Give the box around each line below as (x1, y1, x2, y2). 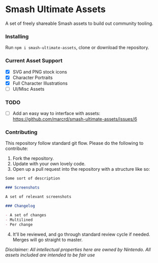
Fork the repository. (12, 156, 54, 162)
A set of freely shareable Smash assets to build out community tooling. (5, 20, 153, 26)
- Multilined (5, 217, 33, 222)
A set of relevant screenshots (5, 194, 72, 200)
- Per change (5, 222, 33, 227)
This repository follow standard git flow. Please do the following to (5, 140, 144, 146)
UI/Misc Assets (12, 86, 45, 92)
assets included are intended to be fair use (5, 252, 96, 258)
